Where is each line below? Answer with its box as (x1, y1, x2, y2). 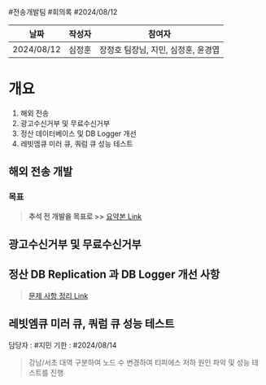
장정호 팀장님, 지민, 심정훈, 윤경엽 (98, 44, 220, 55)
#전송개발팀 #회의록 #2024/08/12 (8, 7, 118, 16)
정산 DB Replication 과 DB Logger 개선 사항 (8, 268, 220, 282)
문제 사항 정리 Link (28, 291, 89, 300)
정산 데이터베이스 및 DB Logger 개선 (20, 129, 137, 138)
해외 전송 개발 (8, 165, 73, 179)
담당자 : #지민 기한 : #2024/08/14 (8, 340, 117, 350)
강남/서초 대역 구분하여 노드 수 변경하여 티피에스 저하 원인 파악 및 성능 (28, 357, 251, 367)
